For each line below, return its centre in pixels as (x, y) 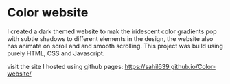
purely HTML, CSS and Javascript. (56, 53)
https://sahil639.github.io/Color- (170, 66)
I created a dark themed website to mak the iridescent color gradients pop (112, 31)
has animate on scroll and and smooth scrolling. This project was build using (115, 46)
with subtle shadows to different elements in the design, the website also (110, 38)
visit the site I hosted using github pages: (65, 66)
